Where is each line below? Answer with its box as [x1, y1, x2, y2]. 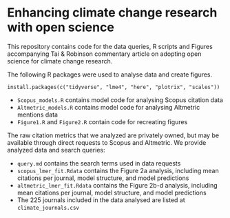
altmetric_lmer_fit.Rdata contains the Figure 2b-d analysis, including [17, 181, 218, 189]
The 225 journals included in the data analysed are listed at [17, 195, 186, 204]
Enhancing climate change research [7, 5, 218, 21]
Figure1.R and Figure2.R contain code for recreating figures [17, 117, 188, 126]
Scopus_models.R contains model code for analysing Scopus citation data [17, 95, 224, 104]
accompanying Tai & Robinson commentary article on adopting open [7, 50, 202, 58]
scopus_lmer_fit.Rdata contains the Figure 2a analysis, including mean [17, 166, 219, 175]
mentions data [17, 110, 59, 119]
